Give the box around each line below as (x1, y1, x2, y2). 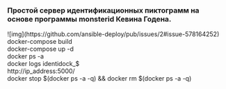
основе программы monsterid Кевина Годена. (7, 14, 172, 24)
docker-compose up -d (7, 44, 74, 54)
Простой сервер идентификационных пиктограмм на (7, 6, 200, 15)
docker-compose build (7, 38, 72, 46)
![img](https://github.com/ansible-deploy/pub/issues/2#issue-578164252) (7, 30, 220, 38)
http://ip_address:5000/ (7, 67, 75, 75)
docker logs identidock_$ (7, 60, 80, 68)
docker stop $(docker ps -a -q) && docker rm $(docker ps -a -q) (7, 74, 192, 83)
